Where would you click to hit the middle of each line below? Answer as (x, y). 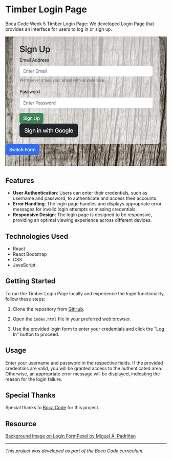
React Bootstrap (30, 254)
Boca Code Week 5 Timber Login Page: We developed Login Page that (80, 24)
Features (20, 180)
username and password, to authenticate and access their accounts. (85, 198)
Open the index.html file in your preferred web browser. (72, 319)
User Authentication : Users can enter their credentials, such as (80, 193)
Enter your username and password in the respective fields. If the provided (84, 362)
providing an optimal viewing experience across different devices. (82, 220)
